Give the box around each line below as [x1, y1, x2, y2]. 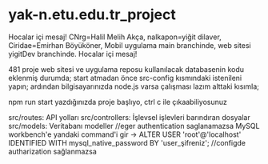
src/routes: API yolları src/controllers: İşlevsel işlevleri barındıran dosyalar [8, 112, 250, 122]
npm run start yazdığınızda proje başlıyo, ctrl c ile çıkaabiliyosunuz [8, 97, 228, 106]
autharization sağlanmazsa [8, 146, 98, 156]
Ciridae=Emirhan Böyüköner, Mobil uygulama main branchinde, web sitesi [8, 40, 251, 50]
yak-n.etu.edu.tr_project [8, 6, 176, 24]
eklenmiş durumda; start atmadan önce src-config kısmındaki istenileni [8, 73, 242, 82]
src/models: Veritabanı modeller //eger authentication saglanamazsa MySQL [8, 121, 260, 130]
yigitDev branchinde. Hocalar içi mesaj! [8, 49, 138, 58]
